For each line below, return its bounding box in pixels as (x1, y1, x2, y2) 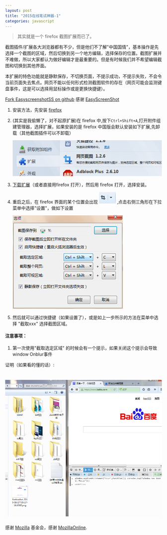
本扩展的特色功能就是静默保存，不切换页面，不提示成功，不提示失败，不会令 (5, 73, 162, 79)
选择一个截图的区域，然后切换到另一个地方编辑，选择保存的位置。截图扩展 (5, 50, 158, 56)
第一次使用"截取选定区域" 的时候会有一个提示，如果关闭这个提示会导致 (12, 345, 158, 351)
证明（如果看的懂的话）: (5, 362, 55, 368)
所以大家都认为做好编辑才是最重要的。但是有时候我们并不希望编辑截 (22, 56, 162, 62)
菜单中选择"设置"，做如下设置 (12, 205, 74, 211)
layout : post (5, 8, 32, 13)
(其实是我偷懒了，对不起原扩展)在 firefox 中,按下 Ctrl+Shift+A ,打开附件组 (12, 118, 161, 124)
